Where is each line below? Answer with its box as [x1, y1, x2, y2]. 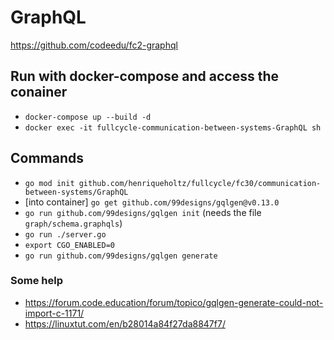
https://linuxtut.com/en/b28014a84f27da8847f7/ [24, 317, 226, 330]
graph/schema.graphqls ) [24, 217, 123, 229]
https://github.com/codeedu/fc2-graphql [10, 39, 178, 51]
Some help [10, 274, 63, 288]
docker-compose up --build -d [24, 112, 152, 122]
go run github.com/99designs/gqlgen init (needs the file [24, 206, 262, 218]
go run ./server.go [24, 229, 107, 240]
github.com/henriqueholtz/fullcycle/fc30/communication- [78, 178, 322, 188]
